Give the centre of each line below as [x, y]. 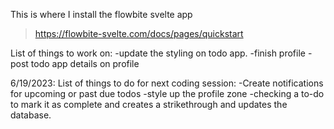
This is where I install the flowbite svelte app [101, 14]
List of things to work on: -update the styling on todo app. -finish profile [158, 53]
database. [31, 115]
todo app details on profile [85, 63]
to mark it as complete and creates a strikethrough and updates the [149, 104]
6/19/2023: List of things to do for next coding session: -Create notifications [167, 83]
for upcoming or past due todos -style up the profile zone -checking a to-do [167, 93]
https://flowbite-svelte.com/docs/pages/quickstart [139, 33]
